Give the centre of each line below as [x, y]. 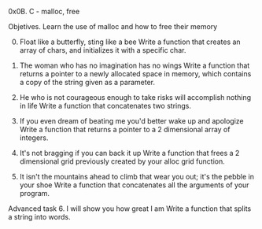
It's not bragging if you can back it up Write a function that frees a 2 [129, 153]
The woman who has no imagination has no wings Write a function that [135, 65]
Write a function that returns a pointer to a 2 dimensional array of [125, 129]
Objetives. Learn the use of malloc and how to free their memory [113, 26]
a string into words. [39, 217]
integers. [34, 138]
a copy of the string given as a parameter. [87, 82]
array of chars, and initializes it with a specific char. [103, 50]
